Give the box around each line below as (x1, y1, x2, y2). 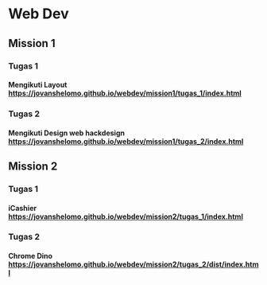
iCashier (8, 203, 37, 213)
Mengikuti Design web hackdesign (8, 128, 126, 138)
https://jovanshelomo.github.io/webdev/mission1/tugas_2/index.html (8, 136, 244, 146)
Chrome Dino (8, 252, 53, 261)
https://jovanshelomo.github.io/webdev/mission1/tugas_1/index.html (8, 88, 242, 98)
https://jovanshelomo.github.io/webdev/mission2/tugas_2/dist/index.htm (8, 260, 259, 269)
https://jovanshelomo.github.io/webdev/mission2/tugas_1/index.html (8, 212, 244, 221)
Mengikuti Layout (8, 80, 68, 90)
